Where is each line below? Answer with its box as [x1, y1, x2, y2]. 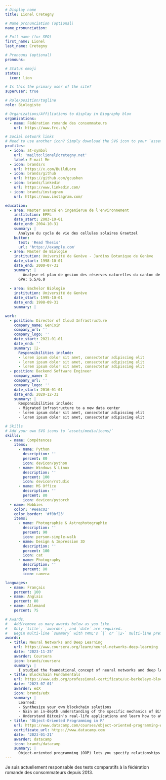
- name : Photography [18, 557, 61, 563]
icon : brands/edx [14, 690, 50, 696]
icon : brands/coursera [14, 658, 61, 663]
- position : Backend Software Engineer [9, 369, 92, 374]
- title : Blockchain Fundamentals [9, 672, 81, 677]
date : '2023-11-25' [14, 649, 54, 654]
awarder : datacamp [14, 737, 52, 742]
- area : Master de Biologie [9, 249, 68, 254]
